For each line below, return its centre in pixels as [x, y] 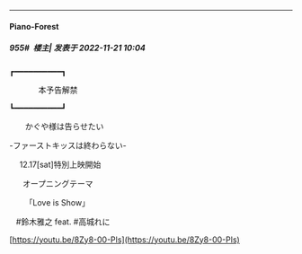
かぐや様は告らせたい [64, 126]
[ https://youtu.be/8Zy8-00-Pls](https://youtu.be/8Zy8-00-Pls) [124, 240]
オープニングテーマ [58, 183]
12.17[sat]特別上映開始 [60, 164]
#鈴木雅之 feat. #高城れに [63, 222]
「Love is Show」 [57, 202]
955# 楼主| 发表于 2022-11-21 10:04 [78, 48]
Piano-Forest [34, 26]
